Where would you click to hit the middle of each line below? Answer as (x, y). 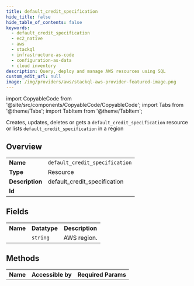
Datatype (45, 228)
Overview (24, 147)
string (40, 238)
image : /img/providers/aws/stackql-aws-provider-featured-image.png (91, 82)
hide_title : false (28, 17)
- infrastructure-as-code (43, 55)
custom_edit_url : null (34, 76)
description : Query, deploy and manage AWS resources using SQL (86, 71)
